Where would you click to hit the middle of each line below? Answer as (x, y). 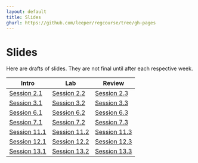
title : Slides (24, 17)
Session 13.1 (28, 151)
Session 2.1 (26, 93)
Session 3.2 (69, 103)
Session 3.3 (112, 103)
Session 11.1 (28, 132)
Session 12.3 (114, 142)
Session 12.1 (28, 142)
